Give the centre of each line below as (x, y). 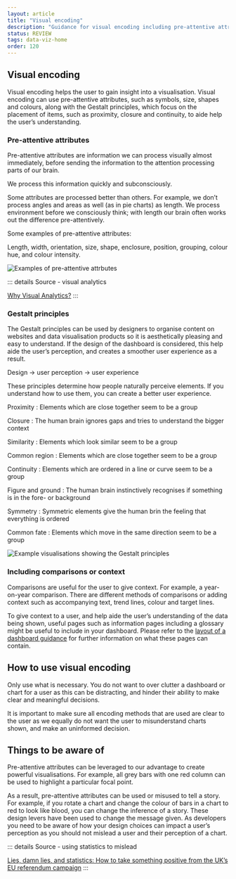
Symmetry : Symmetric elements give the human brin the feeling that (107, 511)
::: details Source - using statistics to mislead (72, 847)
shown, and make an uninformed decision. (69, 728)
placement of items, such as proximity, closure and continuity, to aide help (115, 114)
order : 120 (23, 46)
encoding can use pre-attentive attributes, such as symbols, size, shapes (113, 99)
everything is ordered (38, 519)
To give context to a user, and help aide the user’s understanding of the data (118, 615)
